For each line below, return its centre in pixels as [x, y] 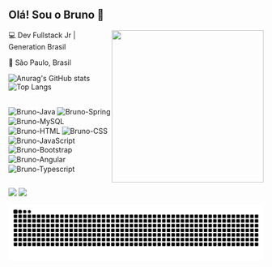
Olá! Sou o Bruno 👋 [56, 15]
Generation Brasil [37, 46]
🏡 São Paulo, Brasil [40, 62]
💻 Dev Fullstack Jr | [42, 35]
